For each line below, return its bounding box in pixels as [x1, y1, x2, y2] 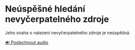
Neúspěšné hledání [5, 3, 85, 15]
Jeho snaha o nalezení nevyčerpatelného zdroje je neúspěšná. [5, 30, 131, 35]
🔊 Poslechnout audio [5, 39, 49, 45]
